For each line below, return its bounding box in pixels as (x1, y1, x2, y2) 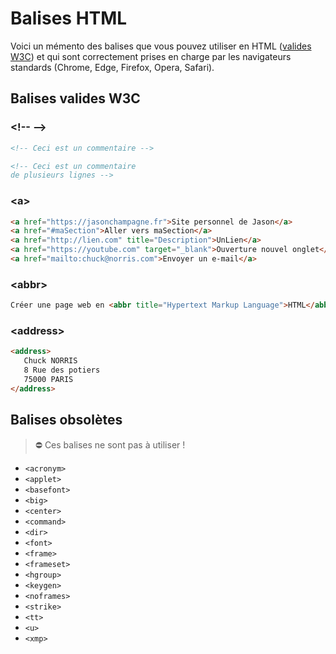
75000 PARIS (23, 375, 74, 385)
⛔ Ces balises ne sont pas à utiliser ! (34, 438, 186, 451)
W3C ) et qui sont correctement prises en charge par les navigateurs (10, 50, 292, 62)
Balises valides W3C (10, 90, 141, 107)
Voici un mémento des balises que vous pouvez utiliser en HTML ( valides (10, 40, 312, 52)
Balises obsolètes (10, 412, 123, 429)
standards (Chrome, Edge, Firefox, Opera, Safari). (10, 61, 215, 73)
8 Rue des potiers (23, 365, 101, 376)
